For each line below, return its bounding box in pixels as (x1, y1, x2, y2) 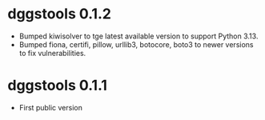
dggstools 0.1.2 (7, 5, 111, 23)
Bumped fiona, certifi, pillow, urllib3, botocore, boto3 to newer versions (18, 39, 254, 49)
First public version (18, 102, 83, 112)
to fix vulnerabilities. (18, 48, 86, 58)
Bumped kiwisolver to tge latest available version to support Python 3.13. (18, 31, 259, 41)
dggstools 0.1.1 (7, 77, 107, 94)
